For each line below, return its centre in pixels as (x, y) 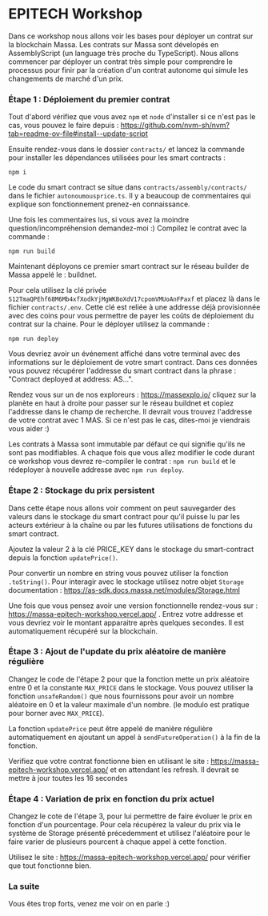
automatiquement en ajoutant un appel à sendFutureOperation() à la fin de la (134, 737)
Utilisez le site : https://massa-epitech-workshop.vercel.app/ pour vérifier (129, 858)
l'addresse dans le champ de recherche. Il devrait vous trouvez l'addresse (130, 412)
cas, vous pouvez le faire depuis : (64, 126)
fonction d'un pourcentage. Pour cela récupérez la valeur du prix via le (125, 825)
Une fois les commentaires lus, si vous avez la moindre (99, 220)
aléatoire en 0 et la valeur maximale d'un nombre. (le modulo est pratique (129, 704)
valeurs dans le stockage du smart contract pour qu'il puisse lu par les (124, 516)
